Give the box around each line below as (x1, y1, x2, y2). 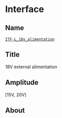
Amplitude (5, 78, 38, 87)
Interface (5, 4, 44, 15)
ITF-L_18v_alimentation (5, 37, 55, 42)
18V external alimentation (5, 64, 57, 70)
